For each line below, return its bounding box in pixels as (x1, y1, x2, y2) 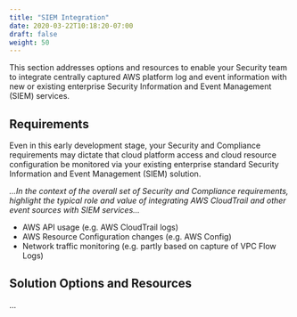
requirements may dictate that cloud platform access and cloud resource (9, 150, 276, 160)
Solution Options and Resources (9, 276, 193, 291)
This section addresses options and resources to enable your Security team (9, 62, 288, 73)
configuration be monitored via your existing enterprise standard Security (9, 159, 279, 170)
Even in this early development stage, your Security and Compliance (9, 140, 261, 151)
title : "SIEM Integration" (9, 12, 110, 22)
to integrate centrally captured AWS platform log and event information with (9, 72, 287, 83)
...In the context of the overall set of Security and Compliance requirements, (9, 186, 289, 197)
